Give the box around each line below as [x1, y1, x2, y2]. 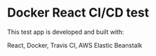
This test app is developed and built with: [7, 28, 124, 36]
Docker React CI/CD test [7, 5, 150, 21]
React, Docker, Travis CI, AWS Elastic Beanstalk [7, 41, 143, 49]
